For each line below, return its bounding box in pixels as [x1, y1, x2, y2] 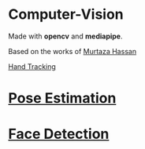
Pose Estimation [8, 89, 117, 107]
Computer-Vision [8, 5, 124, 24]
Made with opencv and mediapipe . [8, 31, 123, 41]
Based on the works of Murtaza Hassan [8, 46, 136, 56]
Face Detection [8, 125, 110, 143]
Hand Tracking [8, 61, 57, 71]
